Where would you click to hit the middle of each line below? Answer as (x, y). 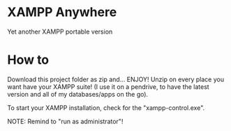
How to (28, 60)
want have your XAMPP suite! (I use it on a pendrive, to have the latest (108, 87)
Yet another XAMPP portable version (60, 32)
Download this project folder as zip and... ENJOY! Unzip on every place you (116, 79)
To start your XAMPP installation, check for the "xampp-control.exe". (106, 108)
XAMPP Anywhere (62, 12)
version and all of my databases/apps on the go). (78, 94)
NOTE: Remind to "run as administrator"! (65, 121)
